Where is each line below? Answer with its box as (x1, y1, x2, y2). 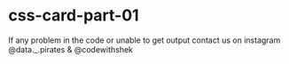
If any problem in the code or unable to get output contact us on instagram (8, 35, 281, 45)
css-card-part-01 (8, 5, 139, 26)
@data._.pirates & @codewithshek (8, 44, 134, 54)
